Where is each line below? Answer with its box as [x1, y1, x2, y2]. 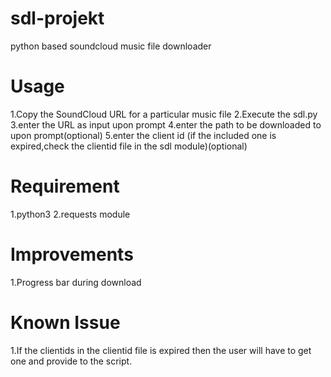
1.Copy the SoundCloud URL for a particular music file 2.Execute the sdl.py [10, 108, 318, 120]
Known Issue [10, 311, 121, 334]
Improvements [10, 243, 134, 266]
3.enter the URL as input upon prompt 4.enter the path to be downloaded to [10, 118, 322, 131]
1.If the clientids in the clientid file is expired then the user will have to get [10, 344, 312, 356]
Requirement [10, 175, 120, 198]
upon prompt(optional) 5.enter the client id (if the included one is [10, 129, 277, 141]
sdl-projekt [10, 7, 105, 30]
